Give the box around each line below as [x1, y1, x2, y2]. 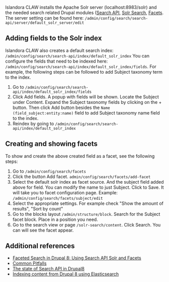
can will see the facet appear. [12, 227, 74, 233]
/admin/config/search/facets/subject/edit [12, 196, 103, 201]
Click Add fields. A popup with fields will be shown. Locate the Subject [12, 93, 159, 100]
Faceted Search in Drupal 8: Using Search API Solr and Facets [12, 255, 142, 261]
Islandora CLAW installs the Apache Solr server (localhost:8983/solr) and [5, 5, 157, 10]
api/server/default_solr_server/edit [5, 20, 84, 25]
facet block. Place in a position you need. [12, 216, 98, 222]
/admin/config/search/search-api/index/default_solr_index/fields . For [5, 63, 157, 70]
